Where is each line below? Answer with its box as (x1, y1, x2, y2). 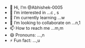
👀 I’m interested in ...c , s (9, 10, 59, 15)
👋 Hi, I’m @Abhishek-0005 (9, 5, 63, 10)
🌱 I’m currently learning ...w (9, 15, 65, 20)
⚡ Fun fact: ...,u (9, 37, 40, 43)
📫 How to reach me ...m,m (9, 25, 64, 31)
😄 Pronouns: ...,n (9, 32, 45, 38)
